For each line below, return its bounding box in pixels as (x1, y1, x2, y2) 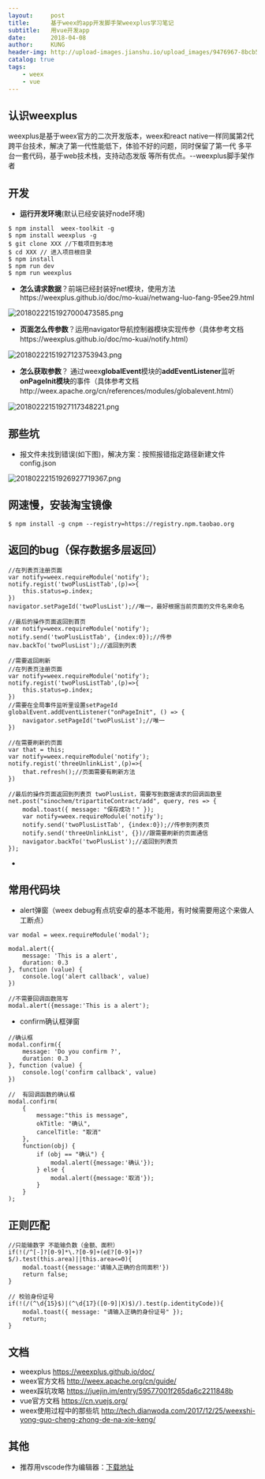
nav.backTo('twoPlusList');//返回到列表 (8, 641, 136, 649)
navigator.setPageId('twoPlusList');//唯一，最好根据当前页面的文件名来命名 (8, 602, 244, 610)
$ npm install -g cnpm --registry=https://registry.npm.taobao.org (8, 519, 235, 528)
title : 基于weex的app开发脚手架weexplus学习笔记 (8, 19, 174, 27)
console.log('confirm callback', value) (22, 1069, 157, 1077)
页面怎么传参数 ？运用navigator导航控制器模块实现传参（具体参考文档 (19, 325, 244, 334)
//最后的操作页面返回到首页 (8, 617, 87, 625)
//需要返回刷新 (8, 657, 51, 665)
